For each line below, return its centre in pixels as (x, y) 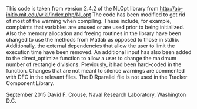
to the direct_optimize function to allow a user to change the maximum (91, 58)
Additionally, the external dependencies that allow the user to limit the (91, 46)
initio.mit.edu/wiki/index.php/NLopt (49, 15)
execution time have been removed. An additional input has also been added (99, 52)
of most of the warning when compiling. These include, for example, (89, 21)
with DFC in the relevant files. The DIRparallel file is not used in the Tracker (97, 77)
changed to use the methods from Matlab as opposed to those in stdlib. (93, 40)
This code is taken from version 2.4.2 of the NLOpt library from (82, 8)
